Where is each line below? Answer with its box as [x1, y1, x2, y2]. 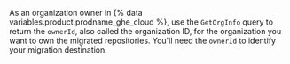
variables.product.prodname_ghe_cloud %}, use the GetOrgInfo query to [9, 17, 273, 27]
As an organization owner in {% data [9, 8, 144, 18]
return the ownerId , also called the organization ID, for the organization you [9, 26, 282, 36]
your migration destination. [9, 45, 108, 55]
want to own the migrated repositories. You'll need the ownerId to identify [9, 35, 277, 46]
